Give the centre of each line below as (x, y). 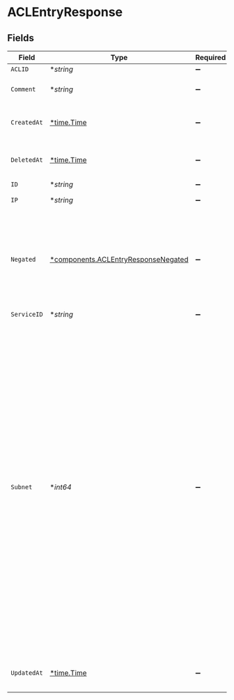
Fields (21, 38)
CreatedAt (27, 122)
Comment (23, 89)
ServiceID (27, 314)
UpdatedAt (27, 673)
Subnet (22, 487)
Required (210, 58)
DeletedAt (27, 160)
